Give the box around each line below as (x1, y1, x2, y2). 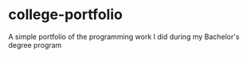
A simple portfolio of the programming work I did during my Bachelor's (8, 32, 240, 41)
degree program (8, 40, 62, 49)
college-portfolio (8, 6, 123, 24)
